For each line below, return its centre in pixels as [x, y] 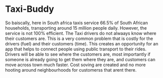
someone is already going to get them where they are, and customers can [80, 59]
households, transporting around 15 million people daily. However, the [76, 28]
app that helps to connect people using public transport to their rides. [76, 49]
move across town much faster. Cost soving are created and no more [75, 65]
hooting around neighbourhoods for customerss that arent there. [71, 70]
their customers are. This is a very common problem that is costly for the [79, 39]
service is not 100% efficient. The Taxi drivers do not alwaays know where [81, 33]
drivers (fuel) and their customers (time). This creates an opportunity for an [82, 43]
